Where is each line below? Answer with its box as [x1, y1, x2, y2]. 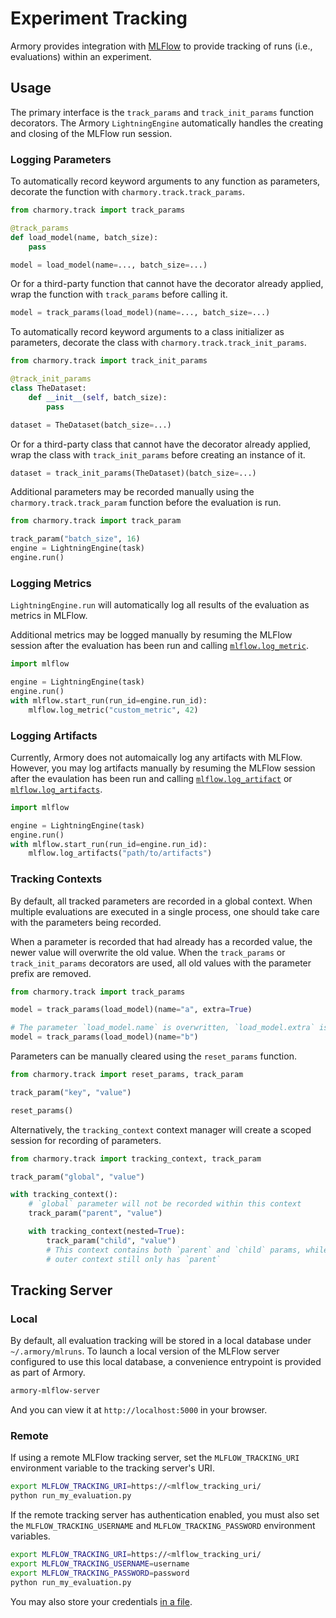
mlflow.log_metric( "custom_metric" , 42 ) [28, 705, 199, 715]
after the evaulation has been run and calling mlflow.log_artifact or [10, 772, 293, 784]
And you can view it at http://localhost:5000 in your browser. [10, 1404, 268, 1416]
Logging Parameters [10, 152, 112, 166]
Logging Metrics [10, 576, 92, 590]
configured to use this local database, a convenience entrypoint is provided [10, 1356, 322, 1368]
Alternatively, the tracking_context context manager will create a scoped [10, 1123, 312, 1136]
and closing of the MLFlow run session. [10, 127, 173, 139]
